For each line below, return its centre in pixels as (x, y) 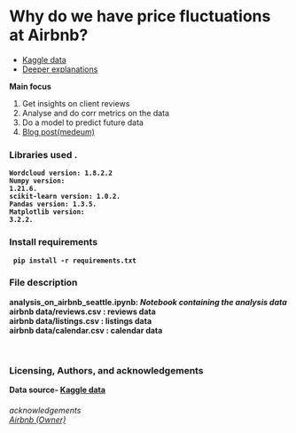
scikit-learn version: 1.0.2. (65, 197)
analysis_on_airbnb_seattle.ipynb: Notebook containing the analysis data (148, 302)
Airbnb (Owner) (38, 420)
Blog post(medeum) (58, 131)
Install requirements (54, 242)
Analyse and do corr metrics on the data (96, 113)
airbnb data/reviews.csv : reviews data (83, 311)
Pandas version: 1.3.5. (53, 205)
